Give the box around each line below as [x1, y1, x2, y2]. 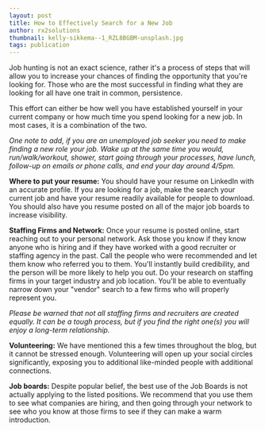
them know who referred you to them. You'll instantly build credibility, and [9, 260, 250, 269]
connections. [9, 366, 52, 375]
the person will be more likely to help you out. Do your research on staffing [9, 267, 253, 278]
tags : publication [9, 41, 70, 49]
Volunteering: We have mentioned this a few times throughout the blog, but [9, 341, 257, 350]
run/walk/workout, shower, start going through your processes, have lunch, [9, 152, 256, 163]
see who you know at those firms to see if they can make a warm [9, 406, 222, 417]
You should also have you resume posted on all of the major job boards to [9, 202, 250, 211]
